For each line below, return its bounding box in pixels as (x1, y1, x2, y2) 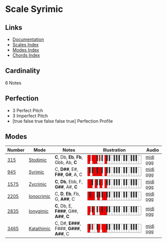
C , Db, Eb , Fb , (54, 154, 83, 160)
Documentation (12, 36, 44, 42)
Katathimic (29, 226, 51, 232)
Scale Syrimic (5, 3, 64, 15)
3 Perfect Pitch (12, 107, 43, 113)
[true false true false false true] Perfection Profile (12, 118, 113, 124)
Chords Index (12, 52, 40, 58)
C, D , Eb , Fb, (54, 190, 81, 197)
